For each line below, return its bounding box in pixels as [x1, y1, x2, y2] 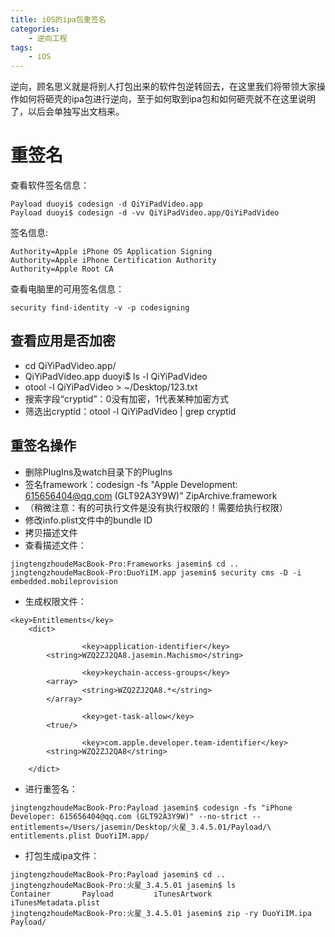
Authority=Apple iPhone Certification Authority [10, 256, 217, 266]
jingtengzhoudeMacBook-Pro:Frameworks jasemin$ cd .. [10, 559, 240, 569]
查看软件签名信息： [10, 179, 90, 191]
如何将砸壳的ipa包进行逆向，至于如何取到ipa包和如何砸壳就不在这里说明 [18, 93, 316, 105]
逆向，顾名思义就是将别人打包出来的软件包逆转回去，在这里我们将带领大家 [10, 81, 317, 93]
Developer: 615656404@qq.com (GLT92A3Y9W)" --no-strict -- [10, 811, 262, 821]
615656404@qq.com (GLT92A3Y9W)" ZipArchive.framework [24, 489, 278, 501]
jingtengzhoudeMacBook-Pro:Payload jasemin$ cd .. [10, 869, 226, 880]
